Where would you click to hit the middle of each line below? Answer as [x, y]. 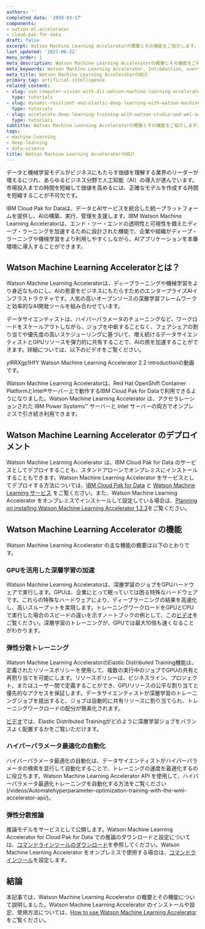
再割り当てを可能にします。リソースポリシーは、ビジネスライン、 [88, 677]
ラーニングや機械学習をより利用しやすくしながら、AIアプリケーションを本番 [102, 238]
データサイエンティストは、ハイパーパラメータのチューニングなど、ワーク [99, 319]
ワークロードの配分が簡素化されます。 [75, 708]
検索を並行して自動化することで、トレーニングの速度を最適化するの [113, 768]
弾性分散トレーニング [38, 648]
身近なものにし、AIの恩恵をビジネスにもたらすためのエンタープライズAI [102, 291]
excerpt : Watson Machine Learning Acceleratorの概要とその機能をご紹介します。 [103, 46]
